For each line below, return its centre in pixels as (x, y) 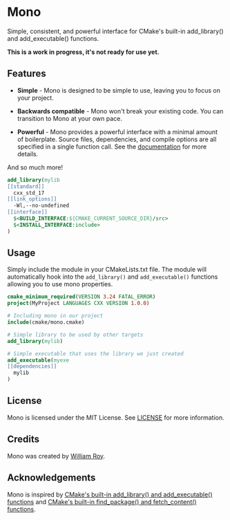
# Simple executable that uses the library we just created (96, 353)
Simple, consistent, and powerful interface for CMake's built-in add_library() (115, 31)
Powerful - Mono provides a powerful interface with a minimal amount (117, 131)
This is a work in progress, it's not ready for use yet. (83, 52)
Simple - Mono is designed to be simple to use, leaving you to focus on (119, 90)
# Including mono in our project (55, 316)
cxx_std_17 (29, 193)
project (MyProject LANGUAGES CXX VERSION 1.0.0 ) (78, 304)
